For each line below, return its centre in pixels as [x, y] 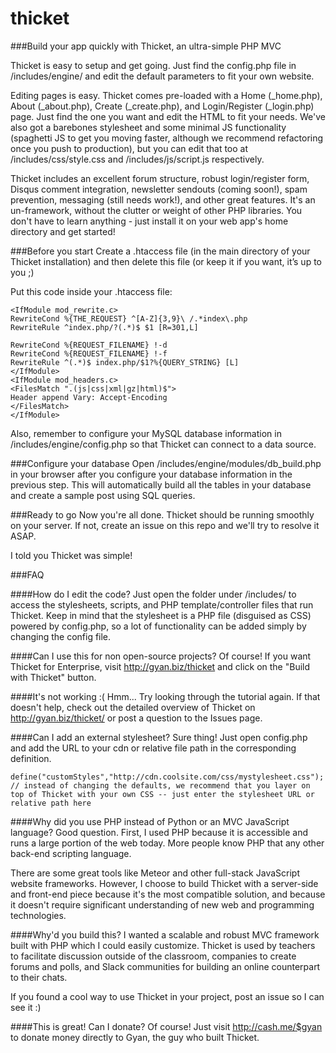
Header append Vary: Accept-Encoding [89, 397]
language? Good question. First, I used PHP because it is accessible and [159, 832]
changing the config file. [61, 636]
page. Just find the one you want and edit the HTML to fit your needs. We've [168, 116]
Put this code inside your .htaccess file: [91, 291]
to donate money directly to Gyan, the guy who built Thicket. [135, 1037]
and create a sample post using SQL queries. [103, 495]
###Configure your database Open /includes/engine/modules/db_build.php [166, 463]
